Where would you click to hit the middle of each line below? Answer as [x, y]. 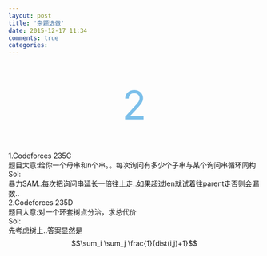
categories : [28, 45]
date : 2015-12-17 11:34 [48, 30]
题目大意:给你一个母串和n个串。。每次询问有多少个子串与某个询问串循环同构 [132, 165]
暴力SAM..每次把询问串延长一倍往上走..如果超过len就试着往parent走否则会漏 [134, 183]
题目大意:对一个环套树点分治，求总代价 [73, 212]
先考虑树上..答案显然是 [46, 230]
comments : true [34, 38]
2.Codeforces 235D [41, 203]
